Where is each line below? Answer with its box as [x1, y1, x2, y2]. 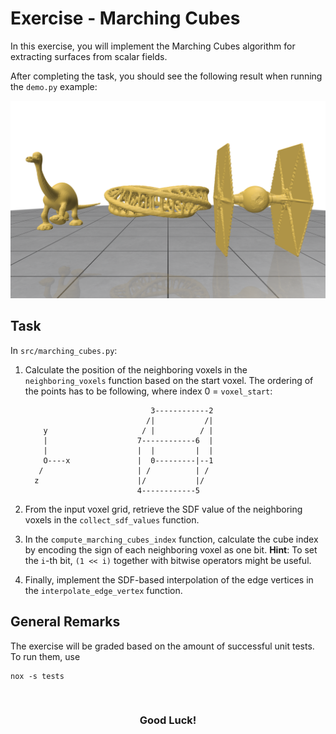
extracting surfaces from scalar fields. [10, 50, 168, 62]
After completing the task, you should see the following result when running [10, 70, 323, 82]
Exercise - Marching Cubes [10, 7, 241, 30]
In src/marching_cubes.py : [10, 344, 118, 356]
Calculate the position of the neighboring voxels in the [24, 363, 248, 376]
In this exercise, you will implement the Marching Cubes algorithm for [10, 40, 296, 52]
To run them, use [10, 650, 81, 662]
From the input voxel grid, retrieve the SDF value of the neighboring [24, 503, 303, 515]
